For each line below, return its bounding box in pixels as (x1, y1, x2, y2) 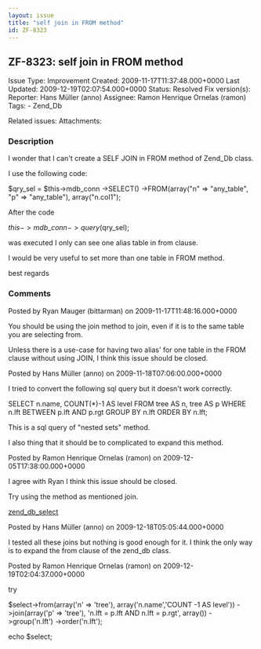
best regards (8, 269, 49, 278)
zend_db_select (8, 507, 59, 516)
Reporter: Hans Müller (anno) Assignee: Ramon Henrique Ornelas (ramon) (8, 93, 247, 102)
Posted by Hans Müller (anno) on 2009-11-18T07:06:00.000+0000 (8, 368, 222, 378)
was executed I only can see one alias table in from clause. (8, 238, 198, 247)
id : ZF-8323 (8, 26, 47, 34)
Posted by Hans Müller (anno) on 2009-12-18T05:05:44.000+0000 (8, 522, 224, 531)
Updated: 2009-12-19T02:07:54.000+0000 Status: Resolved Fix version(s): (8, 84, 251, 94)
